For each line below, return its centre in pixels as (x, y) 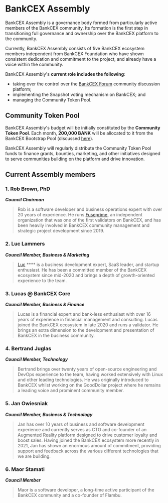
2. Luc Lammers (25, 244)
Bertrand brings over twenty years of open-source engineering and (87, 369)
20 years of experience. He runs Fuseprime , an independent (80, 215)
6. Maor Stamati (25, 469)
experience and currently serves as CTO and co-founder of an (82, 429)
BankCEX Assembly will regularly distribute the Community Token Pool (78, 148)
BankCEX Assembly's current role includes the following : (65, 74)
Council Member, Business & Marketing (47, 255)
